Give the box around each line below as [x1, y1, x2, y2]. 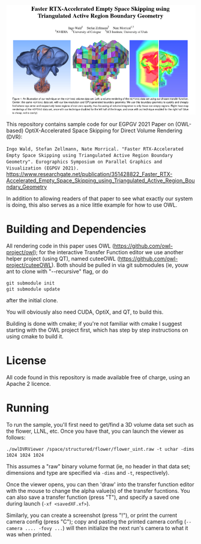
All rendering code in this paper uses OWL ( [6, 242, 115, 249]
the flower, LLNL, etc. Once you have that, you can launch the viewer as [6, 427, 184, 435]
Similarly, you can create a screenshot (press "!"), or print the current [6, 512, 178, 519]
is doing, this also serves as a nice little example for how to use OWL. [6, 201, 178, 209]
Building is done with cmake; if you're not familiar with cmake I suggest [6, 320, 182, 328]
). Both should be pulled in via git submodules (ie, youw [51, 261, 189, 269]
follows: [6, 434, 26, 441]
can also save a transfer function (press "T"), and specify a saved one [6, 494, 180, 501]
